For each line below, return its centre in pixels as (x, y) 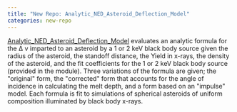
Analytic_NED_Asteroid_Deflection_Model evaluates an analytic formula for (117, 40)
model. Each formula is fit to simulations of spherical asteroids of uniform (115, 94)
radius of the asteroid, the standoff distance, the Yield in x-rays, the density (118, 56)
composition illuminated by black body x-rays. (75, 101)
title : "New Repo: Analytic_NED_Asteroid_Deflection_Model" (99, 14)
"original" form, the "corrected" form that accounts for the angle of (106, 78)
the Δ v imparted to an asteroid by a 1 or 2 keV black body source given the (118, 48)
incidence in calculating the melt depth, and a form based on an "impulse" (116, 86)
